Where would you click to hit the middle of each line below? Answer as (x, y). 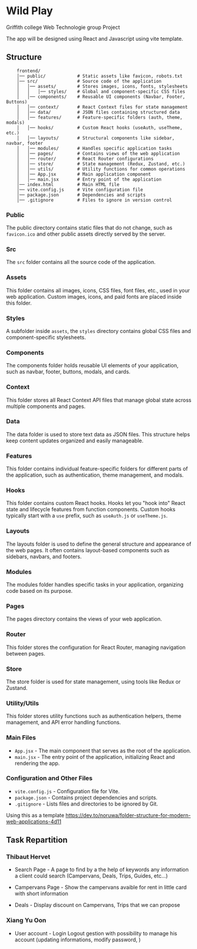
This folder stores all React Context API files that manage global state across (99, 400)
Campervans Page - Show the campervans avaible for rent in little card (101, 888)
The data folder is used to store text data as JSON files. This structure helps (98, 434)
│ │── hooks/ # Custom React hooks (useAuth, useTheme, (100, 128)
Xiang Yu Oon (26, 921)
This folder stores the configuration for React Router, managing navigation (96, 647)
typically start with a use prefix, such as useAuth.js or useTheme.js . (87, 516)
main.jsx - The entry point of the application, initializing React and (95, 756)
